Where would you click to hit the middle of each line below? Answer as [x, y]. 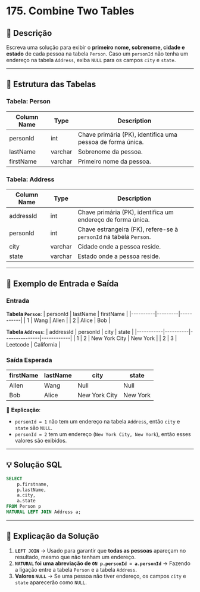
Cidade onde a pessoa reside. [119, 246]
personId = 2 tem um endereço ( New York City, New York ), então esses [103, 434]
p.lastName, [32, 490]
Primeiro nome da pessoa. [114, 161]
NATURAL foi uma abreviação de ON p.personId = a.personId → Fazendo [102, 563]
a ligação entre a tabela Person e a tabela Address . [76, 569]
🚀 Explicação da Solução [53, 536]
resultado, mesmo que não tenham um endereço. [75, 557]
